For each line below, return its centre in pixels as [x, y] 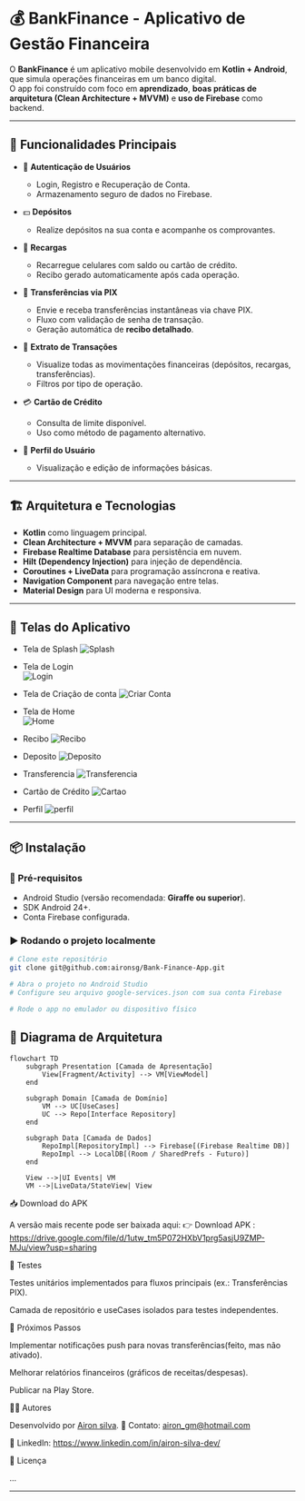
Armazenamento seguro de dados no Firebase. [124, 194]
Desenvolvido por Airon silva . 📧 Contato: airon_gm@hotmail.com [130, 1425]
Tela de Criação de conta [69, 694]
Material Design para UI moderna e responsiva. [112, 590]
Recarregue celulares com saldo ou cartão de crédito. [137, 264]
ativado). [26, 1355]
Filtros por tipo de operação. [89, 383]
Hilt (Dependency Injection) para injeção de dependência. [133, 562]
